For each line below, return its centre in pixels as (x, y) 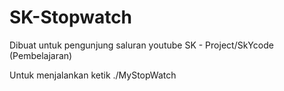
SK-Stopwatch (71, 17)
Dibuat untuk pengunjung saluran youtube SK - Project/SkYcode (141, 45)
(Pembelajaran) (41, 55)
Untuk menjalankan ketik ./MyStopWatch (93, 75)
